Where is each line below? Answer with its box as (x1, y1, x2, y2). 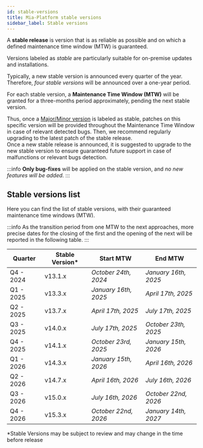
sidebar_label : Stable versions (7, 20, 88, 26)
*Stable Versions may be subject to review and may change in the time (7, 430, 183, 437)
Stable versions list (7, 189, 81, 200)
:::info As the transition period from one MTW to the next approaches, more (7, 224, 194, 231)
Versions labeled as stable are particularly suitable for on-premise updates (7, 55, 192, 62)
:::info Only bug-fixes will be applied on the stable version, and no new (7, 165, 183, 172)
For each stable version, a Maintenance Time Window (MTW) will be (7, 91, 180, 98)
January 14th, (145, 407, 186, 415)
